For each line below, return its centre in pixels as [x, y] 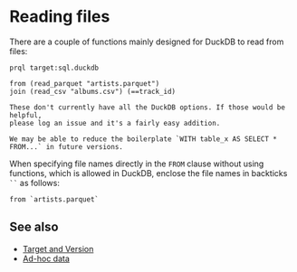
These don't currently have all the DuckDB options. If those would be [147, 107]
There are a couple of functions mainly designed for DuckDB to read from [147, 42]
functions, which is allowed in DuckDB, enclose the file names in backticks [148, 173]
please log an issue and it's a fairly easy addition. [115, 123]
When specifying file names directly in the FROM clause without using [137, 164]
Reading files [60, 17]
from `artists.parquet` [54, 199]
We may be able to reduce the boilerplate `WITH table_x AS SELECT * [144, 139]
